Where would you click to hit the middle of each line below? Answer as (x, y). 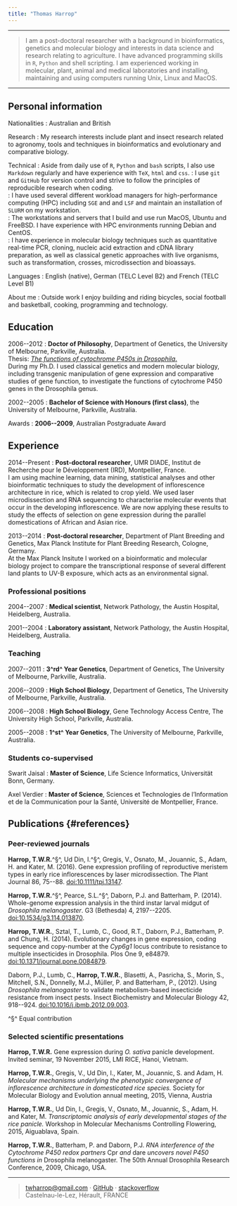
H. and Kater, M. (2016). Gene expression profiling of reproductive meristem (118, 866)
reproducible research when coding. (60, 188)
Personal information (55, 107)
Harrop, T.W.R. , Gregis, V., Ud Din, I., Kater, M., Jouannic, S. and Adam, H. (116, 1072)
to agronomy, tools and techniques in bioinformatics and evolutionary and (115, 144)
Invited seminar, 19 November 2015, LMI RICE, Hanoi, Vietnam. (98, 1059)
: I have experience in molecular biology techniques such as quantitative (113, 240)
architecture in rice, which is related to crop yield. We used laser (101, 492)
